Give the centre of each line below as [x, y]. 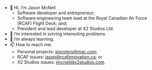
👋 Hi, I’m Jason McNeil [32, 8]
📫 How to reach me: [31, 45]
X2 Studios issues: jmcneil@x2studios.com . [61, 62]
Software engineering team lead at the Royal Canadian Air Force [82, 18]
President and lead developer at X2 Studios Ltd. [65, 29]
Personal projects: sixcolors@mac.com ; [57, 52]
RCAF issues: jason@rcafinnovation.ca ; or [60, 57]
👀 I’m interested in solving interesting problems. [58, 34]
